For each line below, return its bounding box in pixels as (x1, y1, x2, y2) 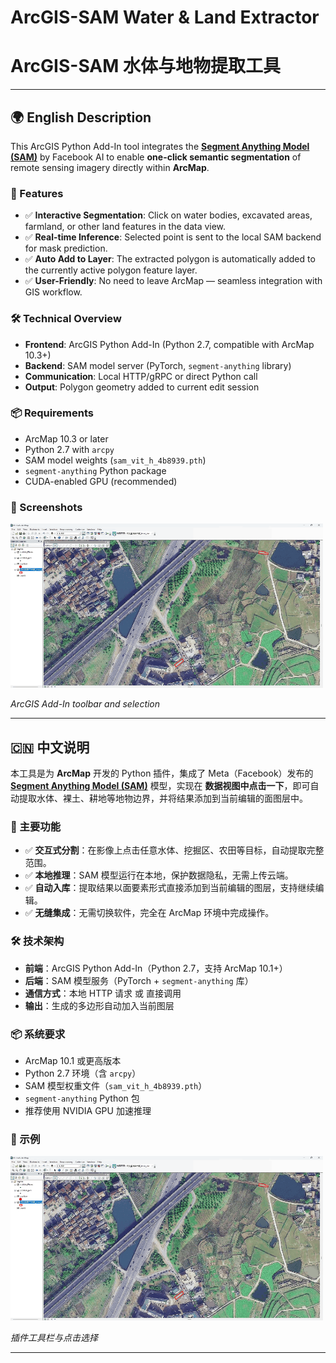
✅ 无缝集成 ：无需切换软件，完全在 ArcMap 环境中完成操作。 (24, 907, 275, 919)
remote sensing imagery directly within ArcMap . (10, 161, 210, 173)
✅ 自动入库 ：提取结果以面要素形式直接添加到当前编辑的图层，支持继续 (24, 882, 316, 894)
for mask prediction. (24, 242, 108, 255)
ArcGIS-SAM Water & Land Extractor (10, 6, 320, 29)
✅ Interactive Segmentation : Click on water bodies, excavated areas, (24, 209, 313, 221)
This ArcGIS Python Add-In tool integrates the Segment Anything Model (10, 140, 310, 152)
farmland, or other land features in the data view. (24, 221, 227, 233)
